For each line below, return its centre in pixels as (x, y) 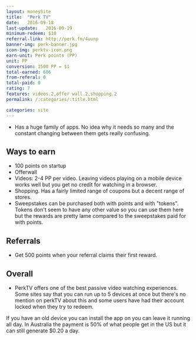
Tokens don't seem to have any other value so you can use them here (99, 210)
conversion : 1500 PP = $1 (38, 66)
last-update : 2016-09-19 (39, 28)
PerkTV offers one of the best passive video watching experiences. (96, 287)
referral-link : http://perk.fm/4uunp (52, 39)
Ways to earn (31, 151)
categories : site (27, 110)
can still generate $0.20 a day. (43, 331)
